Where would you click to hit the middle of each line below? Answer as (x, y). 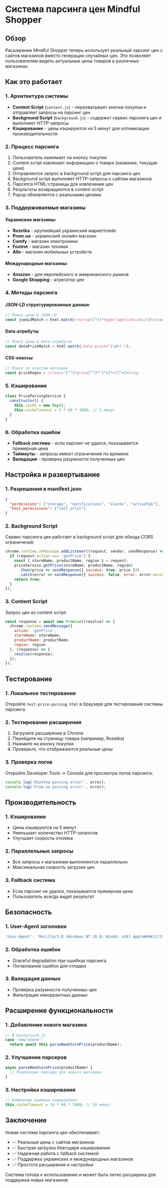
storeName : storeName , (38, 635)
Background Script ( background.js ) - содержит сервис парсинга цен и (87, 117)
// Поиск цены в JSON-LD (31, 315)
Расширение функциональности (59, 1011)
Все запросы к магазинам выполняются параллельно (70, 862)
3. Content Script (26, 601)
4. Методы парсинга (31, 292)
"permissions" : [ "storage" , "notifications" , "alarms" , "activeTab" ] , (85, 504)
